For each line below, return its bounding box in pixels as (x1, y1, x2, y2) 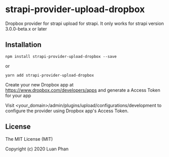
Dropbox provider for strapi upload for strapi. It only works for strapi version (5, 20, 164, 26)
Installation (5, 41, 42, 49)
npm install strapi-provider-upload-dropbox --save (5, 54, 117, 59)
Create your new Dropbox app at (5, 81, 74, 87)
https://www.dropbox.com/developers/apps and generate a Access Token (5, 87, 161, 93)
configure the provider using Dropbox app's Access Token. (5, 108, 129, 114)
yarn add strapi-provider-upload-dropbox (5, 73, 94, 78)
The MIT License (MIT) (5, 136, 53, 142)
